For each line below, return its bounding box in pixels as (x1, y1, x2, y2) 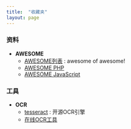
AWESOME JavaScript (24, 71, 80, 78)
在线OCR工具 (24, 116, 58, 124)
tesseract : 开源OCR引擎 (24, 108, 85, 116)
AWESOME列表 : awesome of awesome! (24, 57, 126, 64)
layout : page (6, 15, 40, 21)
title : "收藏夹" (6, 9, 48, 15)
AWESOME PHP (24, 64, 65, 71)
